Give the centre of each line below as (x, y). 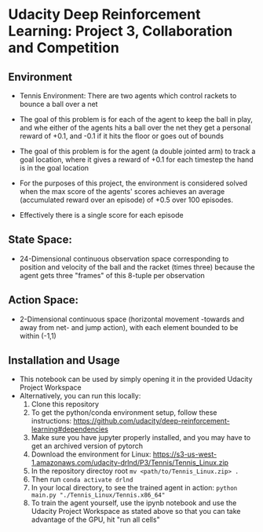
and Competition (64, 48)
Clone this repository (65, 404)
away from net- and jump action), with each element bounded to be (129, 327)
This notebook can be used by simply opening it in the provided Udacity (136, 380)
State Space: (40, 240)
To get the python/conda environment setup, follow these (124, 413)
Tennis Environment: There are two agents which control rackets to (128, 95)
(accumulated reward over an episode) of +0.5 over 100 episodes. (126, 200)
